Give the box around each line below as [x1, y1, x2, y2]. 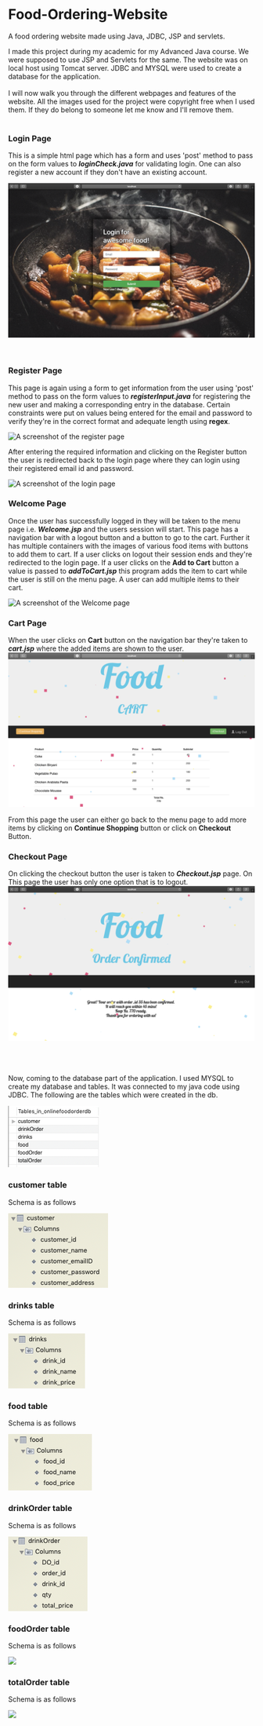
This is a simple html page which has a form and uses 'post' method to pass [8, 151, 254, 160]
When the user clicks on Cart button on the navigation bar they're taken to [8, 636, 248, 645]
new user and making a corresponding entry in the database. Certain [8, 400, 231, 409]
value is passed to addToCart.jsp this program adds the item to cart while [8, 566, 248, 575]
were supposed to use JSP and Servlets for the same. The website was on [8, 55, 248, 64]
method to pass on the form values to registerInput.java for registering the [8, 391, 251, 401]
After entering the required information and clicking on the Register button [8, 447, 247, 456]
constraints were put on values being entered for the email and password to [8, 408, 253, 418]
